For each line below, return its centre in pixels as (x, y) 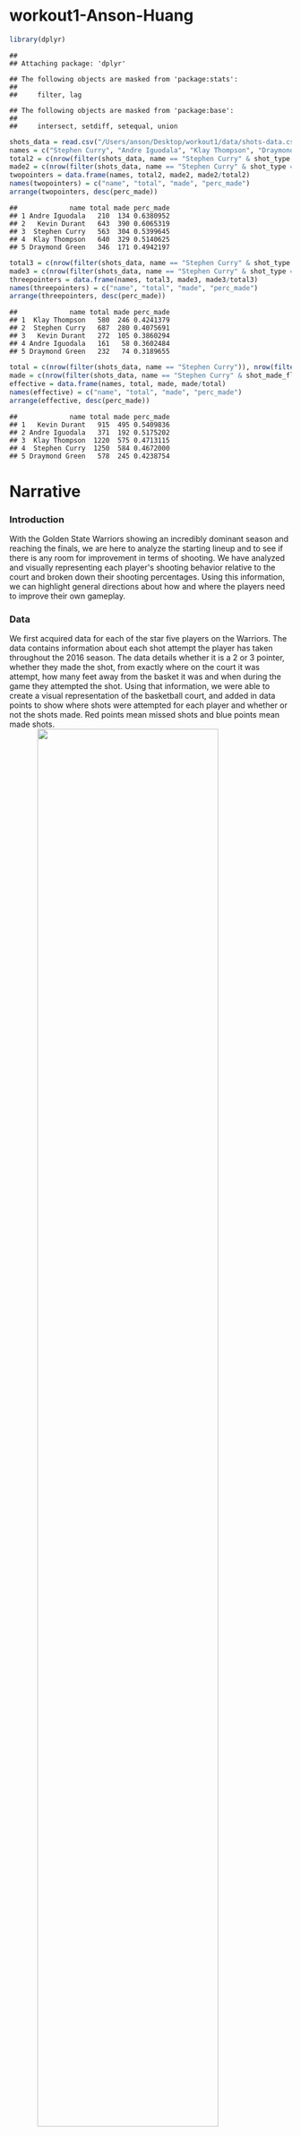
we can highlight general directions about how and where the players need (147, 587)
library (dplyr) (38, 39)
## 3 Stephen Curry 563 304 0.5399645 (90, 231)
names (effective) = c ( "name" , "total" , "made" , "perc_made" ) (126, 392)
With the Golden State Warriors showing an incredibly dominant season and (149, 539)
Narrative (45, 491)
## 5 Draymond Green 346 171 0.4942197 (90, 247)
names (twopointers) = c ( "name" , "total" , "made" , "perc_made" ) (130, 184)
